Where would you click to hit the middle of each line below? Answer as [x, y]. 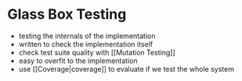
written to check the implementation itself [86, 44]
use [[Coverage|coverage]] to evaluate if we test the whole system [126, 69]
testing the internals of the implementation [87, 36]
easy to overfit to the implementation [78, 61]
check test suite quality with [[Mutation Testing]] [97, 52]
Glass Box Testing [67, 14]
